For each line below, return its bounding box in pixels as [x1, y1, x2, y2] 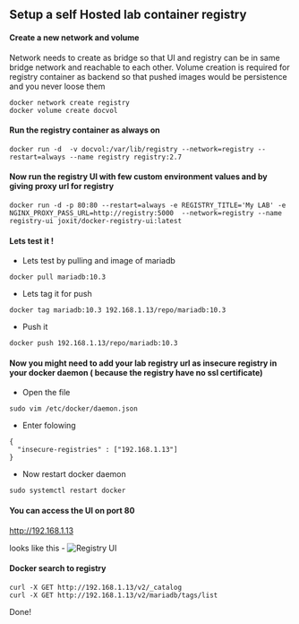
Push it [21, 322, 48, 333]
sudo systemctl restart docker [9, 486, 126, 496]
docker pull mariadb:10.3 [9, 273, 106, 282]
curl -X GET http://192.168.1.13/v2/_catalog [9, 583, 182, 592]
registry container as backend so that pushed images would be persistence [9, 71, 288, 82]
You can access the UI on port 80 [9, 506, 135, 516]
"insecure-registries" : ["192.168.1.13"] [17, 446, 178, 455]
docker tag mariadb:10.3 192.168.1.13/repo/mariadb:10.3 [9, 306, 226, 315]
